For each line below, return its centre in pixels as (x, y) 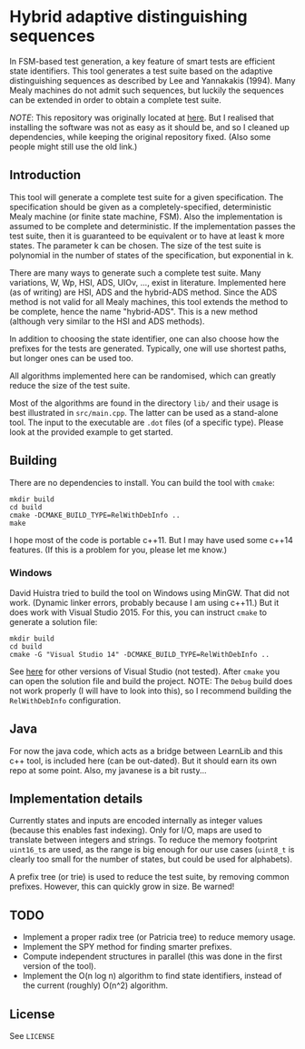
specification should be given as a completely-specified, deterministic (141, 207)
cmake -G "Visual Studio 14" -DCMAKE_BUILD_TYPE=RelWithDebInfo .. (140, 654)
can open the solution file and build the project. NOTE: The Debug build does (151, 681)
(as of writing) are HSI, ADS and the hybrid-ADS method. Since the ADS (143, 292)
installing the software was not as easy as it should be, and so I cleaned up (150, 127)
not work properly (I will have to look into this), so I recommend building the (151, 691)
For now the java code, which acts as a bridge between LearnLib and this (146, 751)
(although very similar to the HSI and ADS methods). (107, 321)
